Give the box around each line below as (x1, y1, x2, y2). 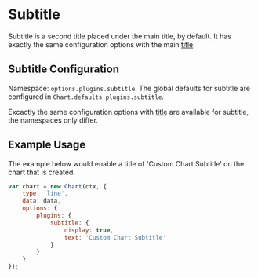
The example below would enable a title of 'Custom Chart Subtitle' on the (8, 159, 245, 168)
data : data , (22, 197, 61, 205)
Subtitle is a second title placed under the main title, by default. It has (8, 31, 231, 41)
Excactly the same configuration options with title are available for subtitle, (8, 107, 249, 116)
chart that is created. (8, 167, 76, 177)
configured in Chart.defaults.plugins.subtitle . (8, 92, 165, 101)
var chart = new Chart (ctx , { (8, 182, 107, 190)
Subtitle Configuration (8, 63, 120, 76)
